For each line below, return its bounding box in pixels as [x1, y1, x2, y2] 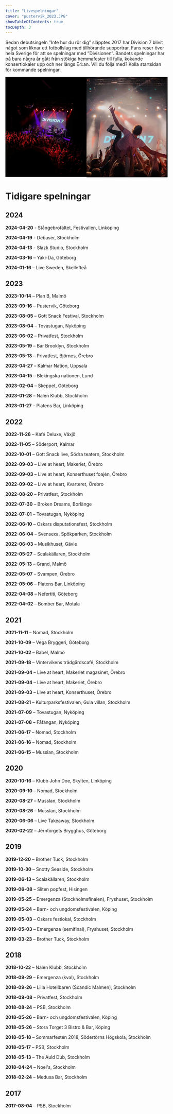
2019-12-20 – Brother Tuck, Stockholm [5, 856, 89, 862]
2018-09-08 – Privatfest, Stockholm [5, 994, 82, 1001]
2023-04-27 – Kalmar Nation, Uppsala [5, 363, 88, 369]
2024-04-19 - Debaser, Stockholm [5, 234, 80, 240]
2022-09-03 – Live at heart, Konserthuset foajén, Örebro [5, 471, 127, 477]
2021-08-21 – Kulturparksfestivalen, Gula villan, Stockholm [5, 699, 131, 705]
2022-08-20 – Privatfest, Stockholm [5, 491, 83, 497]
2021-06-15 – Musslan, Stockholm [5, 749, 79, 755]
